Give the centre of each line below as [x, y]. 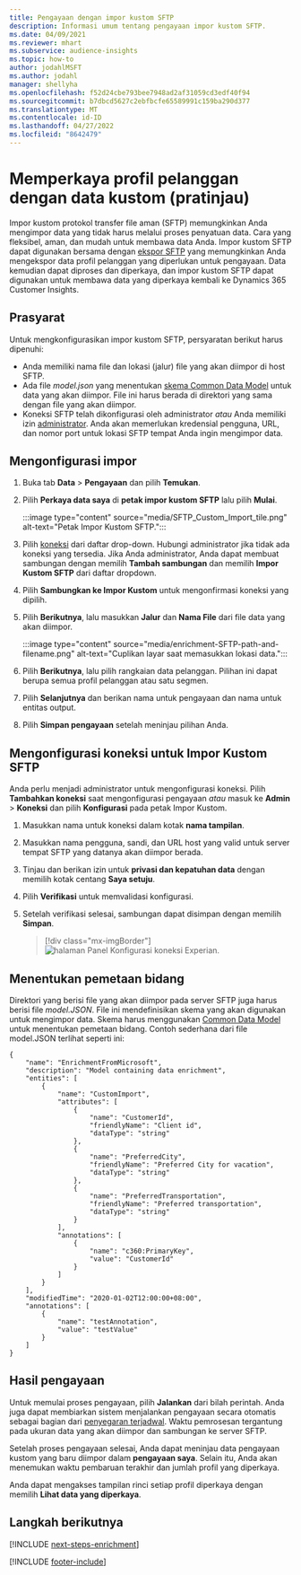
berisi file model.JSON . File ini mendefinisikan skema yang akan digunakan [148, 1010]
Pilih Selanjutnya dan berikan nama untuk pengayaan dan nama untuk [152, 698]
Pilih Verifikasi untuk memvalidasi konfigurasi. [108, 897]
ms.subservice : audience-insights [74, 51]
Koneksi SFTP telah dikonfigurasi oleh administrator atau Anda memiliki [154, 414]
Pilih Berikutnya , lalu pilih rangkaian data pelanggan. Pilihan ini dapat [150, 671]
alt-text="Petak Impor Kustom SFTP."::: [94, 527]
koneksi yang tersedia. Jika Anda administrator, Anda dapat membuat [150, 554]
